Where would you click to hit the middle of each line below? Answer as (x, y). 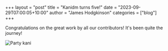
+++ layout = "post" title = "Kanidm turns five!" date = (61, 7)
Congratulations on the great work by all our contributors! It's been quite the (84, 28)
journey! (14, 33)
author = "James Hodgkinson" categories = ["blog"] (103, 13)
